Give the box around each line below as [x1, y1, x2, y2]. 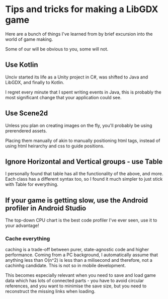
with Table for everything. [5, 181, 59, 187]
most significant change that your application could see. [5, 94, 122, 100]
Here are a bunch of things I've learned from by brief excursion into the [5, 31, 153, 37]
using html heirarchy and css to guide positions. [5, 142, 105, 149]
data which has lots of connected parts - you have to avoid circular [5, 278, 144, 284]
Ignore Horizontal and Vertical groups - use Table [5, 157, 163, 166]
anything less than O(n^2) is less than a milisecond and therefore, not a [5, 257, 152, 263]
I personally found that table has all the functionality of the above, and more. [5, 171, 163, 177]
